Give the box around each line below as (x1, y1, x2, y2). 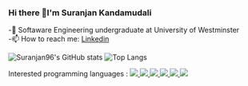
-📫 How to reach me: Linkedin (8, 34, 110, 44)
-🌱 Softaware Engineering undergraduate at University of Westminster (8, 25, 240, 35)
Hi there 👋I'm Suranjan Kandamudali (8, 7, 152, 18)
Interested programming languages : (8, 69, 129, 79)
